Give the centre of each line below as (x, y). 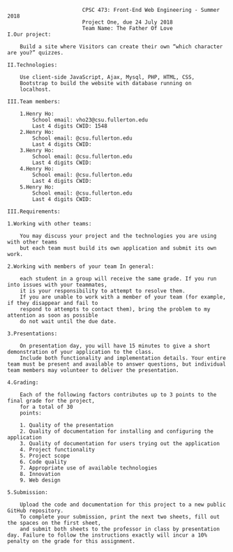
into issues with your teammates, (58, 285)
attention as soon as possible (53, 315)
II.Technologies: (32, 65)
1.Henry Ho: (37, 114)
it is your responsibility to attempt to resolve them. (103, 291)
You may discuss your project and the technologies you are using (118, 236)
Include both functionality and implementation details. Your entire (123, 358)
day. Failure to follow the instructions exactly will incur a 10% (107, 535)
